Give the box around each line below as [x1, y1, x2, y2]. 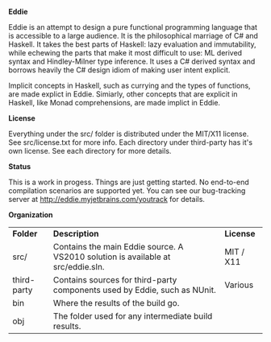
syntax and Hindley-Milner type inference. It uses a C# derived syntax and [8, 56, 256, 66]
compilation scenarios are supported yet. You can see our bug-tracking [8, 186, 246, 196]
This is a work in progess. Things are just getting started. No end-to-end [8, 177, 250, 187]
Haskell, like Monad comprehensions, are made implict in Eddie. [8, 98, 220, 107]
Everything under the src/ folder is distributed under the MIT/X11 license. [8, 129, 249, 138]
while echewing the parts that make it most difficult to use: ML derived [8, 48, 243, 57]
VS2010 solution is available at [52, 251, 171, 262]
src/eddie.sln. [52, 262, 105, 272]
